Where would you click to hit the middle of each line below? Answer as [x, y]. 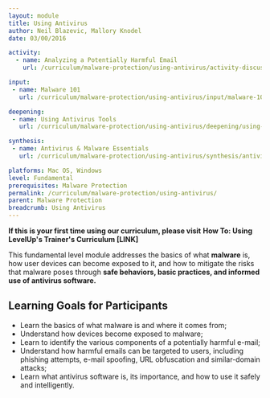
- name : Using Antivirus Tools [64, 119]
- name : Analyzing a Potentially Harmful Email [97, 60]
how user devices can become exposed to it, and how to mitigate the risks [131, 263]
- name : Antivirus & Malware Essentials [80, 149]
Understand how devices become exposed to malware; [111, 334]
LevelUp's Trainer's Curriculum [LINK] [74, 239]
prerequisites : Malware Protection [68, 186]
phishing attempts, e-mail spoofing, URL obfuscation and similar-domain [140, 359]
